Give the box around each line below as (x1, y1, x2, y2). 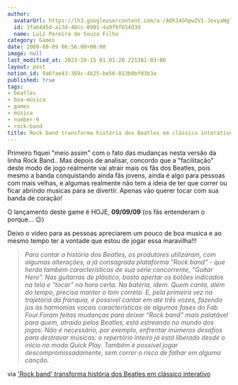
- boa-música (7, 97, 46, 104)
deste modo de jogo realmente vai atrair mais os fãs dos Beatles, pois (7, 164, 211, 173)
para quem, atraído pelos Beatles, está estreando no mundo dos (24, 318, 215, 327)
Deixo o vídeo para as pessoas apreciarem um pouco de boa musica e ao (7, 229, 222, 238)
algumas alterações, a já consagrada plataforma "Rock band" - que (24, 258, 225, 266)
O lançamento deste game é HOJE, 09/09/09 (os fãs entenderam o (7, 207, 205, 217)
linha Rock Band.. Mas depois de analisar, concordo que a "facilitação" (7, 156, 214, 165)
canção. (24, 356, 50, 364)
